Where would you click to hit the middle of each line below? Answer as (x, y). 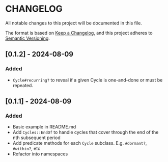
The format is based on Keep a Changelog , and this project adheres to (79, 33)
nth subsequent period (36, 138)
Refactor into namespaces (40, 154)
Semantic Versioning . (27, 38)
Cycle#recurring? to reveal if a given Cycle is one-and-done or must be (88, 80)
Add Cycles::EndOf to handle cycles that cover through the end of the (86, 132)
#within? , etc (26, 149)
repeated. (23, 85)
